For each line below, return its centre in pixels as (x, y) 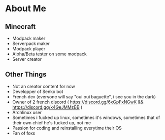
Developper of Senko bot (38, 92)
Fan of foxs (24, 133)
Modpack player (29, 49)
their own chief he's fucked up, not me (51, 122)
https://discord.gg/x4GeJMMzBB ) (47, 107)
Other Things (26, 75)
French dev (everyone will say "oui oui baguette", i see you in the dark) (84, 96)
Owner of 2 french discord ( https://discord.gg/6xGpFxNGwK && (78, 102)
